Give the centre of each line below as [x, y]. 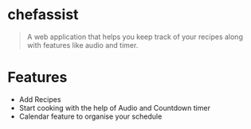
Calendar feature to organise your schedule [90, 116]
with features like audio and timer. [82, 45]
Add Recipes [40, 99]
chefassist [43, 15]
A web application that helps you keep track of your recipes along [135, 37]
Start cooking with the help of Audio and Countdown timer [114, 107]
